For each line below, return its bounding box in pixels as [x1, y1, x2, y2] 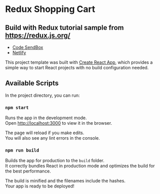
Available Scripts [5, 79, 59, 88]
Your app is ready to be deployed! [5, 183, 75, 189]
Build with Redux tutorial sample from [5, 23, 124, 32]
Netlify [12, 50, 26, 55]
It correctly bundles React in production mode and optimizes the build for [5, 163, 155, 169]
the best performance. [5, 168, 51, 174]
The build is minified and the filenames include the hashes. [5, 178, 126, 184]
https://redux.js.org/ [5, 31, 71, 39]
